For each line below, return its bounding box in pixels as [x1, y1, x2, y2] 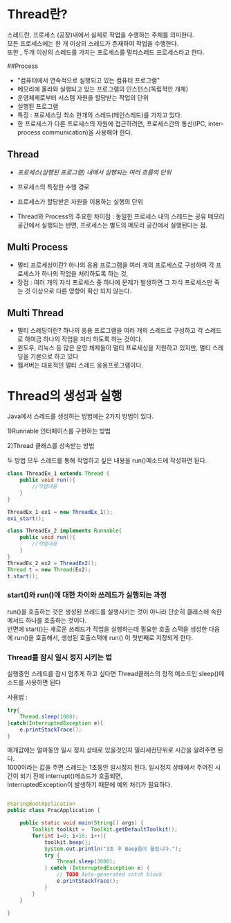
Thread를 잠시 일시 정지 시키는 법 [7, 653, 113, 662]
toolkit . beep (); [44, 838, 91, 846]
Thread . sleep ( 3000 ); [56, 858, 116, 865]
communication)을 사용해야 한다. [41, 128, 133, 136]
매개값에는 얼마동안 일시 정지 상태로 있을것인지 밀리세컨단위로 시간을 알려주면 [7, 746, 216, 754]
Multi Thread [7, 307, 64, 319]
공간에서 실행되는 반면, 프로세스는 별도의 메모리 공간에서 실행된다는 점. [17, 221, 207, 229]
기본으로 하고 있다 [30, 352, 79, 361]
